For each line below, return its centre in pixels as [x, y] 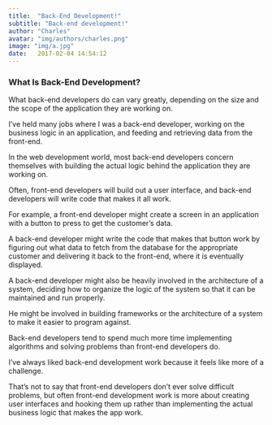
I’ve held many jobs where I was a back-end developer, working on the [127, 124]
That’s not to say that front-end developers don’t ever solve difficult [121, 387]
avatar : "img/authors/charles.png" [69, 39]
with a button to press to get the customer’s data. [91, 223]
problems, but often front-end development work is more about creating [129, 396]
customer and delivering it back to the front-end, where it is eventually [126, 256]
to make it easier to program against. [70, 323]
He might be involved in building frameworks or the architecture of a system [136, 314]
